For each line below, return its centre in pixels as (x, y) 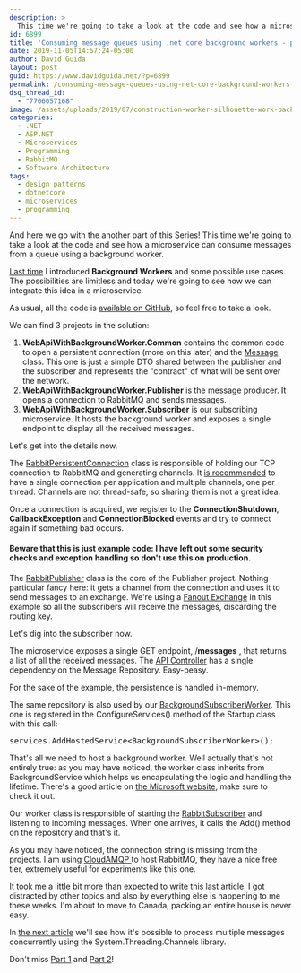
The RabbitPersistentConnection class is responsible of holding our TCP (142, 463)
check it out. (32, 795)
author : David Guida (48, 59)
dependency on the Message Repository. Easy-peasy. (109, 670)
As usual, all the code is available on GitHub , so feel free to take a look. (140, 308)
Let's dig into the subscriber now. (71, 633)
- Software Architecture (64, 168)
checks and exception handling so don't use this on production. (130, 558)
